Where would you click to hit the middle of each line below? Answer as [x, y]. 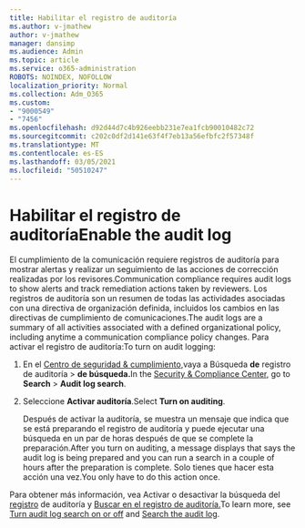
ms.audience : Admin [46, 52]
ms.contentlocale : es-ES [56, 153]
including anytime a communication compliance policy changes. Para [139, 337]
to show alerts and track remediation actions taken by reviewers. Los [138, 289]
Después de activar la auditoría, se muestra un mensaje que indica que [156, 419]
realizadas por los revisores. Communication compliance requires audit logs [150, 279]
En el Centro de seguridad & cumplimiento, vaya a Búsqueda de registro [157, 364]
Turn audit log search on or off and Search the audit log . [115, 514]
